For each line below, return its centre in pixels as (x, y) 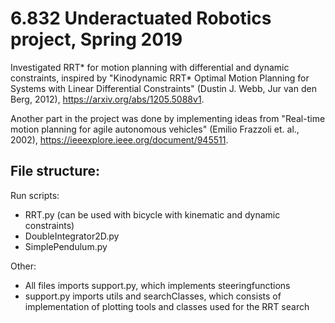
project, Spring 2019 (96, 39)
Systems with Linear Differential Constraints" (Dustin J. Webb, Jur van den (163, 88)
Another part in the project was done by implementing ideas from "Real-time (168, 118)
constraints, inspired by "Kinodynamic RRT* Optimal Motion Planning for (160, 78)
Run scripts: (35, 195)
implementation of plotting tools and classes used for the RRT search (167, 306)
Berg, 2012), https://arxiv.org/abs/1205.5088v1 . (107, 99)
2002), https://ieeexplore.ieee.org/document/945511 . (119, 139)
